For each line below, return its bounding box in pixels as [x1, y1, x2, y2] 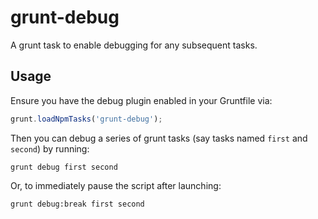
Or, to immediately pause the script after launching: [10, 179, 222, 191]
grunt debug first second [10, 162, 118, 172]
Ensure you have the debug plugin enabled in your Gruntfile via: [10, 94, 273, 106]
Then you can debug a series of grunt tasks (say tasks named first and [10, 132, 308, 144]
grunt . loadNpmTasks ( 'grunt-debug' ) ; [10, 114, 163, 124]
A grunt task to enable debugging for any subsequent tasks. [10, 39, 258, 51]
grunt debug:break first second [10, 199, 145, 209]
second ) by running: [10, 142, 90, 155]
